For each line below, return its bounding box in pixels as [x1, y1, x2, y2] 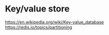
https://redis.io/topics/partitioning [5, 24, 73, 30]
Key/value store [5, 3, 70, 14]
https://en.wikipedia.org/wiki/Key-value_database [5, 19, 104, 25]
